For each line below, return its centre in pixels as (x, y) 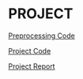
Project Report (32, 66)
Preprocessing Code (41, 36)
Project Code (30, 51)
